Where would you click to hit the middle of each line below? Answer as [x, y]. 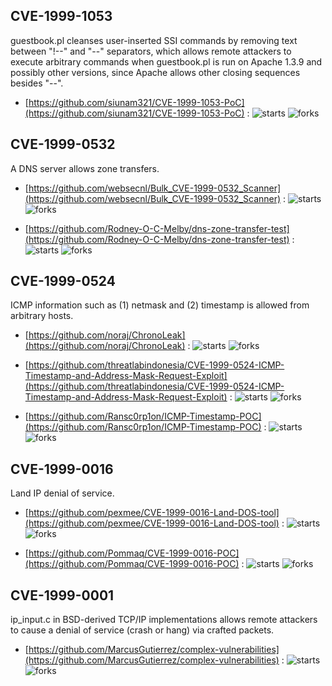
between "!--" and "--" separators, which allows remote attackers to [151, 51]
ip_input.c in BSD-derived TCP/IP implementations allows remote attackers [164, 620]
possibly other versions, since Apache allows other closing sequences [155, 72]
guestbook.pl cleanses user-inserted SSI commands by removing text [154, 40]
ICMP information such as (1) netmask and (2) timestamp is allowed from [160, 305]
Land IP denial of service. [62, 493]
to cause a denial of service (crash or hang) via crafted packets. [142, 630]
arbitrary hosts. [42, 316]
